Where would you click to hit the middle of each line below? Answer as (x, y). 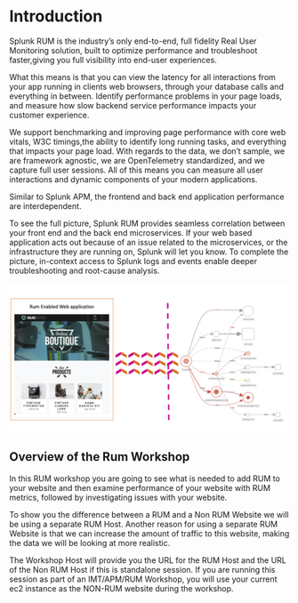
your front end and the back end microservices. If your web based (131, 232)
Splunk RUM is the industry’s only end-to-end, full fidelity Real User (133, 41)
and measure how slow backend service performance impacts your (133, 105)
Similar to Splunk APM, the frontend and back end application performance (147, 197)
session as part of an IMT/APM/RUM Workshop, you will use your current (143, 579)
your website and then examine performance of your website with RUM (140, 487)
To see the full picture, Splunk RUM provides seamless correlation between (147, 223)
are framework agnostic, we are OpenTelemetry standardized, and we (137, 160)
